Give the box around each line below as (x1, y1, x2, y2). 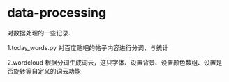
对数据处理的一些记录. (7, 28, 71, 37)
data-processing (7, 5, 107, 21)
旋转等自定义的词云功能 (13, 67, 81, 75)
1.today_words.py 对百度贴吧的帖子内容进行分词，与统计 (7, 43, 169, 51)
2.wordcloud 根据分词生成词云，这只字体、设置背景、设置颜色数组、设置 (7, 58, 216, 67)
